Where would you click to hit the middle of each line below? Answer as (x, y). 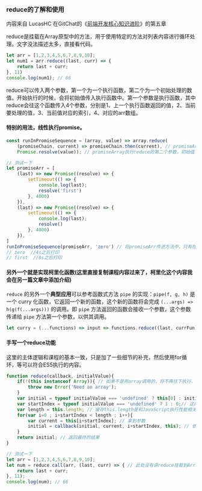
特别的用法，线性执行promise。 (46, 128)
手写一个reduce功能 (31, 342)
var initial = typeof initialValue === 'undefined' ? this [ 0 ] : (99, 398)
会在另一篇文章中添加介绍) (39, 279)
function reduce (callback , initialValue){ (60, 376)
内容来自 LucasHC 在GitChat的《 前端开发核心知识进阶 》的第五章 (86, 24)
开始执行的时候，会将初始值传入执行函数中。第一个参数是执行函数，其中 (106, 97)
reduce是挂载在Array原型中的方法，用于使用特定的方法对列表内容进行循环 (98, 37)
